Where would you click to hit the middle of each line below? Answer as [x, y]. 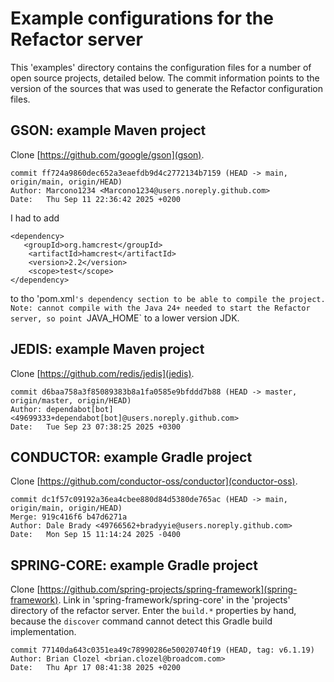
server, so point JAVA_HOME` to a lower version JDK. [125, 318]
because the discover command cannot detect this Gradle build [141, 621]
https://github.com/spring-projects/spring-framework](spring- [168, 589]
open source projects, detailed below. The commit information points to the [165, 78]
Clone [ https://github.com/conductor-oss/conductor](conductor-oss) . [154, 481]
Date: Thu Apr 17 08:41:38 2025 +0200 [96, 668]
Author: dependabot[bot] [62, 409]
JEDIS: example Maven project [107, 349]
